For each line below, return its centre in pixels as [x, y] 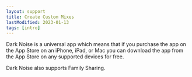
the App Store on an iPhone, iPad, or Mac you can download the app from [95, 51]
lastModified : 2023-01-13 [37, 22]
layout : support [26, 11]
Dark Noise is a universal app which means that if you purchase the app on [96, 44]
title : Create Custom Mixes [40, 17]
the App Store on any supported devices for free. [65, 57]
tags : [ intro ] [23, 28]
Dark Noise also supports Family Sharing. [56, 68]
